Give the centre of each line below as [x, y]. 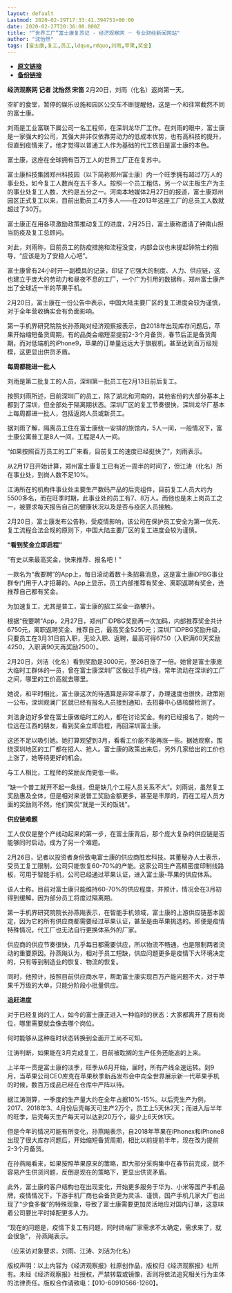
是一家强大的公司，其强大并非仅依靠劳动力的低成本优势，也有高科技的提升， [116, 136]
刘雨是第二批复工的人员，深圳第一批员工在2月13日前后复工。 [94, 381]
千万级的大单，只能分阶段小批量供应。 [67, 985]
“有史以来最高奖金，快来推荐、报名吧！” [65, 559]
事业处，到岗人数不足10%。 [52, 474]
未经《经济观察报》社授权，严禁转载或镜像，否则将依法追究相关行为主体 [122, 1274]
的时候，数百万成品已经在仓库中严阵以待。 [68, 1085]
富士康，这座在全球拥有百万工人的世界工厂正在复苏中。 [86, 160]
